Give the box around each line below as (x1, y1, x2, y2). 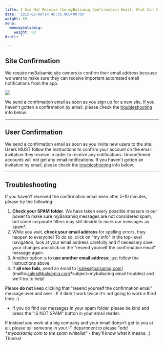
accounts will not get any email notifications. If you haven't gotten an (5, 157, 143, 162)
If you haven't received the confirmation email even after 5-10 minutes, (5, 194, 147, 200)
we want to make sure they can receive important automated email (5, 75, 139, 81)
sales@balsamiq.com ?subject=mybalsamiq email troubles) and (27, 271, 154, 276)
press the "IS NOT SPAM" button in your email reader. (12, 310, 121, 316)
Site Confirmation (5, 57, 60, 65)
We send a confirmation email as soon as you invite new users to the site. (5, 141, 153, 147)
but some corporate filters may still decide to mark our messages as (12, 219, 150, 225)
